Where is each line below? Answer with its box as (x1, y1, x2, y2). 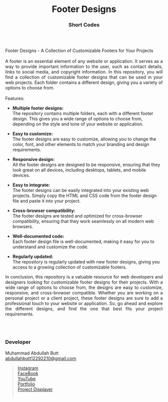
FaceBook (17, 370, 38, 376)
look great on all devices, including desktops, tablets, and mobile (12, 167, 146, 173)
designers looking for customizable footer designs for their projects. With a (5, 279, 163, 285)
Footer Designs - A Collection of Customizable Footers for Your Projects (5, 47, 153, 53)
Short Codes (68, 21, 100, 28)
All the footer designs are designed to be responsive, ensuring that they (12, 161, 160, 168)
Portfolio (17, 381, 35, 387)
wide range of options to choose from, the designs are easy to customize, (5, 284, 163, 290)
